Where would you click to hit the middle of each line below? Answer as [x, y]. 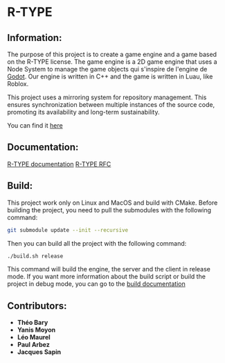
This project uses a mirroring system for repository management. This [107, 97]
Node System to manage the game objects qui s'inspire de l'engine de [107, 69]
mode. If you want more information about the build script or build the [107, 277]
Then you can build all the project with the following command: [97, 243]
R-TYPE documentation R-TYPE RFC [59, 164]
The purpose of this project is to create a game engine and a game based [112, 54]
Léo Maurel [34, 337]
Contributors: [37, 306]
